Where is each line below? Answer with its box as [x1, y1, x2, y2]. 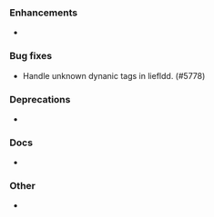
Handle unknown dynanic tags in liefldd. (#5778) [22, 70, 206, 81]
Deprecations [9, 93, 71, 105]
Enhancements [9, 6, 78, 19]
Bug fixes [9, 50, 53, 63]
